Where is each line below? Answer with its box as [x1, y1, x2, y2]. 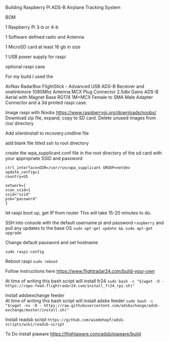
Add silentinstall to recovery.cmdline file [5, 130, 89, 136]
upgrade [5, 230, 22, 235]
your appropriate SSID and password [5, 155, 83, 161]
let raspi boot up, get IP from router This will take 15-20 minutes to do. [5, 210, 152, 216]
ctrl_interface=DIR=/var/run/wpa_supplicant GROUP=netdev [5, 165, 130, 170]
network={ [5, 183, 26, 188]
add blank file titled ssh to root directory [5, 140, 89, 146]
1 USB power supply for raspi [5, 54, 66, 60]
